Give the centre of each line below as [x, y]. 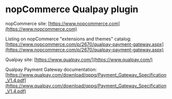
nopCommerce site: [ [28, 23]
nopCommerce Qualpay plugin [72, 9]
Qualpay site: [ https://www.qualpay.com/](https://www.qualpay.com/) [79, 59]
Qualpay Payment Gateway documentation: [51, 69]
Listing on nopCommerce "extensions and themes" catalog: [69, 39]
